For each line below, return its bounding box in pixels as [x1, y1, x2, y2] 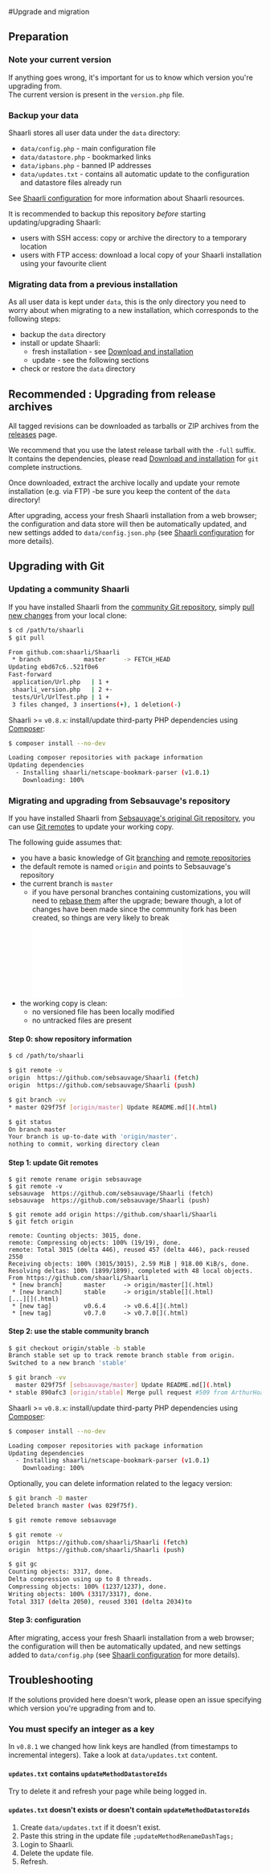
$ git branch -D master [8, 1494, 88, 1503]
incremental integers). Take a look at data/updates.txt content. [8, 1750, 219, 1760]
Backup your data [8, 109, 79, 121]
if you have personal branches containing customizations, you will [31, 887, 251, 897]
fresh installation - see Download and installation [31, 347, 194, 356]
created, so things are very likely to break [31, 913, 170, 923]
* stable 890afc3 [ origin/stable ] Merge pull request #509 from [8, 1388, 228, 1397]
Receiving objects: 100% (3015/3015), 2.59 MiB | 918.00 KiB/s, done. [8, 1260, 250, 1268]
